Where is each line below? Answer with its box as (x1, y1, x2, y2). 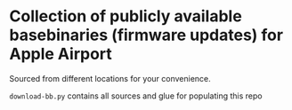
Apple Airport (9, 44, 113, 64)
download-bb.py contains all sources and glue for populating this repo (9, 90, 263, 101)
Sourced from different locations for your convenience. (9, 73, 211, 83)
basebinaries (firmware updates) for (9, 25, 283, 45)
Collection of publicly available (9, 6, 242, 27)
